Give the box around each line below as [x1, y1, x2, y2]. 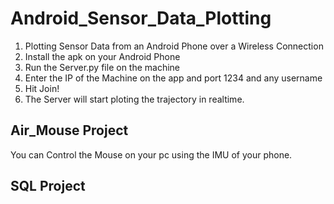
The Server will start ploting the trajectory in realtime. [24, 93, 245, 105]
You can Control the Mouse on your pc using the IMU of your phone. [10, 148, 293, 161]
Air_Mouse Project [10, 122, 129, 139]
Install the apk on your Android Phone [24, 50, 181, 62]
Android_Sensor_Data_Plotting [10, 7, 272, 30]
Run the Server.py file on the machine [24, 61, 181, 73]
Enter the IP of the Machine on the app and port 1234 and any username [24, 72, 323, 84]
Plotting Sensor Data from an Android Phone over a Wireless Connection [24, 40, 324, 52]
